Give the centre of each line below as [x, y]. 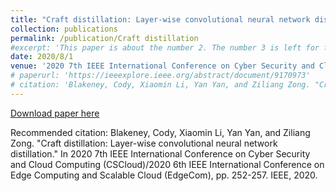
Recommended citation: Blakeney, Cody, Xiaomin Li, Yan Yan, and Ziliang [160, 132]
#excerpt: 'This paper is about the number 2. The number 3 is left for [165, 47]
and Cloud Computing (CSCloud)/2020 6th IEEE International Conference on [167, 164]
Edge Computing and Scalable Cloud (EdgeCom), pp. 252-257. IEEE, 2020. [164, 175]
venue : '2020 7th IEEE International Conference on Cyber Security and [162, 66]
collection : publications [64, 29]
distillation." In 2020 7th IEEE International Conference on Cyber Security [160, 153]
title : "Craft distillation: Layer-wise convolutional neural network [160, 19]
